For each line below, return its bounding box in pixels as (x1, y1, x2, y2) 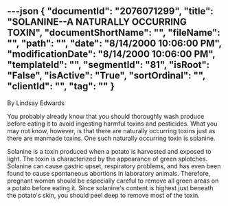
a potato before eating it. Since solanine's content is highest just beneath (7, 183, 214, 192)
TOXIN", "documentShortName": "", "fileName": (7, 27, 221, 38)
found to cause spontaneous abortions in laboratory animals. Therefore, (7, 169, 211, 177)
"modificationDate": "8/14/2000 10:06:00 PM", (7, 48, 216, 60)
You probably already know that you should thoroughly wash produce (7, 112, 205, 120)
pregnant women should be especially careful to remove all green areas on (7, 176, 219, 185)
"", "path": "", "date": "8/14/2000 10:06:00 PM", (7, 38, 222, 49)
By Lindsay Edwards (7, 99, 65, 107)
